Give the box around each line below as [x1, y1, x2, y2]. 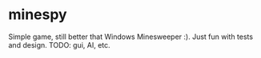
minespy [8, 6, 67, 24]
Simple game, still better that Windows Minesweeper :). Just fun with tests [8, 32, 254, 41]
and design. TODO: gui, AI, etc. [8, 40, 110, 49]
